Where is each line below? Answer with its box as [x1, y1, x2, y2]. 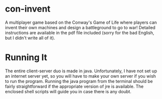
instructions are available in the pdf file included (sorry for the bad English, [5, 30, 154, 35]
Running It [5, 52, 48, 63]
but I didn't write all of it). [5, 35, 55, 41]
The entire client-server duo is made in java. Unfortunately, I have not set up [5, 68, 157, 74]
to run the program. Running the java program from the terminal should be [5, 78, 153, 84]
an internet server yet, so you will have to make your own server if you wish [5, 73, 156, 79]
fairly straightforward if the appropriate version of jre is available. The [5, 83, 144, 89]
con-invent [5, 3, 51, 15]
